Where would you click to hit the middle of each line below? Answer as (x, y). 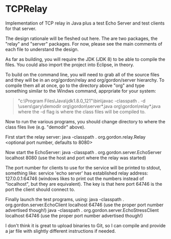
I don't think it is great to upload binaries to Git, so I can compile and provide (86, 225)
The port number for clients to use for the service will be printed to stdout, (83, 167)
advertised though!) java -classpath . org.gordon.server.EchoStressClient (82, 210)
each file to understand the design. (42, 49)
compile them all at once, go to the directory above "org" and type (75, 85)
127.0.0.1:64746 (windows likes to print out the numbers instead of (75, 178)
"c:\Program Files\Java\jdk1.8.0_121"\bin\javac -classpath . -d (81, 101)
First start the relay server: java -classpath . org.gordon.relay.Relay (75, 137)
